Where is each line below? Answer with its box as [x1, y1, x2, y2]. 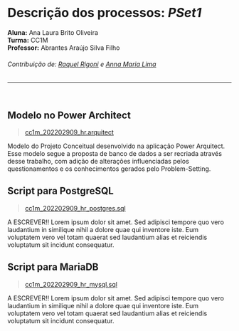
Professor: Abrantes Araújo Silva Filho [7, 43, 120, 52]
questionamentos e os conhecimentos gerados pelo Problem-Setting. [7, 164, 211, 173]
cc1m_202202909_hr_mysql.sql [24, 280, 117, 288]
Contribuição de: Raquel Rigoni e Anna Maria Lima [7, 60, 156, 68]
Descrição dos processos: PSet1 [7, 5, 202, 21]
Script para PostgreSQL [7, 185, 114, 197]
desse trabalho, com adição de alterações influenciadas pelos [7, 157, 190, 165]
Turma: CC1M [7, 36, 48, 44]
